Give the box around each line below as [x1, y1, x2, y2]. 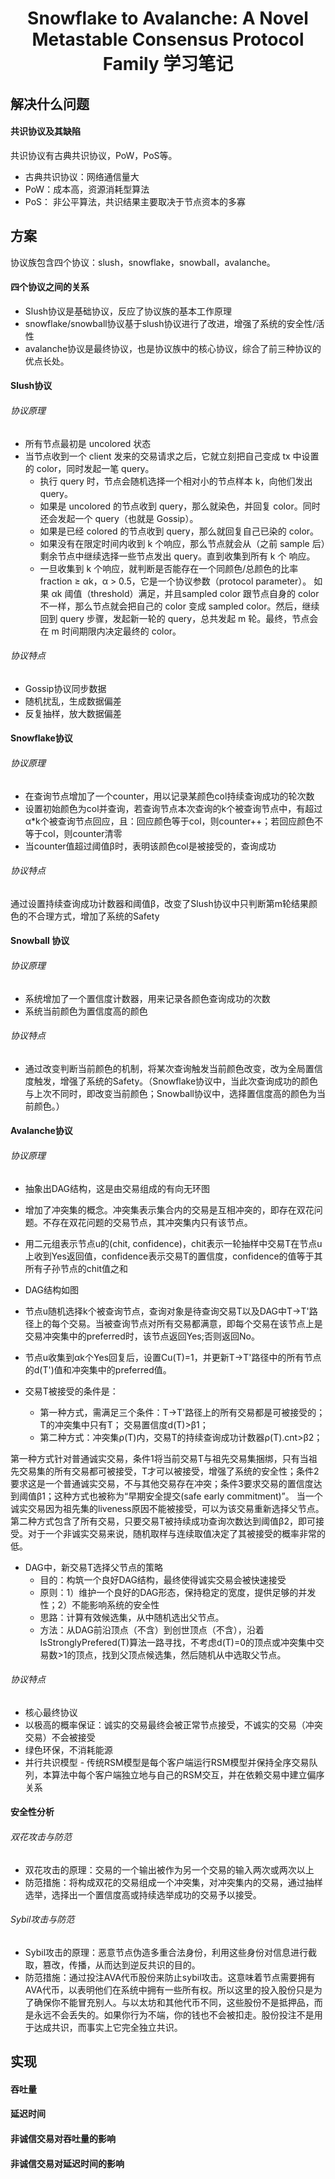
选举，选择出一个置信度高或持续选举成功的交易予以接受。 [24, 1888, 262, 1901]
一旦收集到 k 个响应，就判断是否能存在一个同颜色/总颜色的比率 [39, 562, 299, 574]
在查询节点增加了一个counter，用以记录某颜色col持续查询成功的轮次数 [24, 790, 315, 802]
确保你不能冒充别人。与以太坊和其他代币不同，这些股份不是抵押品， [33, 1996, 315, 2008]
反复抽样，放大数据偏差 [24, 707, 122, 719]
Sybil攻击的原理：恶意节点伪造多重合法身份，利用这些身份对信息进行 [24, 1946, 309, 1958]
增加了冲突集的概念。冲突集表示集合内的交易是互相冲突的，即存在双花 [24, 1203, 315, 1216]
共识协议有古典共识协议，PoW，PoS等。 [10, 149, 178, 161]
